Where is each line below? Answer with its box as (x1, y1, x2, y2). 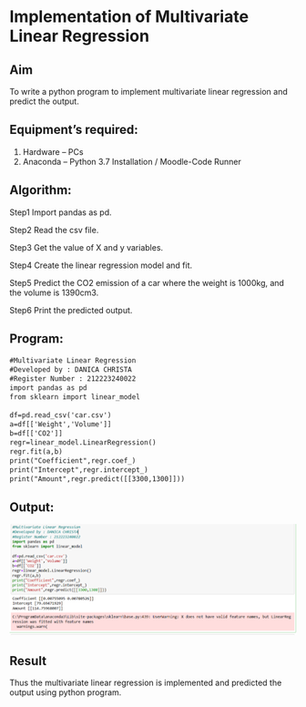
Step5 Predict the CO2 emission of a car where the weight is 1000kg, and (9, 277, 285, 288)
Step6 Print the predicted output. (9, 304, 133, 315)
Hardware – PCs (22, 146, 84, 157)
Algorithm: (9, 182, 72, 198)
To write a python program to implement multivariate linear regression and (9, 87, 289, 97)
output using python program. (9, 687, 122, 698)
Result (9, 653, 47, 669)
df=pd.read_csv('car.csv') (9, 411, 112, 420)
